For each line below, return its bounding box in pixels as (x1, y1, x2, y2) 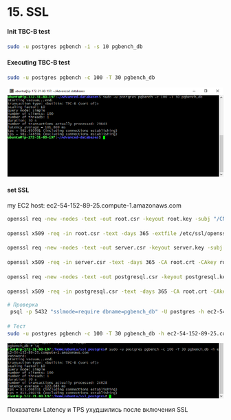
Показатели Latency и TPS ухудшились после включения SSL (7, 406, 188, 414)
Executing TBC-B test (7, 58, 70, 66)
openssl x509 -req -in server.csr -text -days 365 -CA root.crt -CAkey (7, 259, 217, 266)
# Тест (7, 323, 26, 330)
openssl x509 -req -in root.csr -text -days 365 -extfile (7, 230, 177, 237)
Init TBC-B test (7, 27, 50, 35)
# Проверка (7, 301, 38, 308)
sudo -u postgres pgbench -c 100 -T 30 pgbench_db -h (7, 331, 165, 338)
